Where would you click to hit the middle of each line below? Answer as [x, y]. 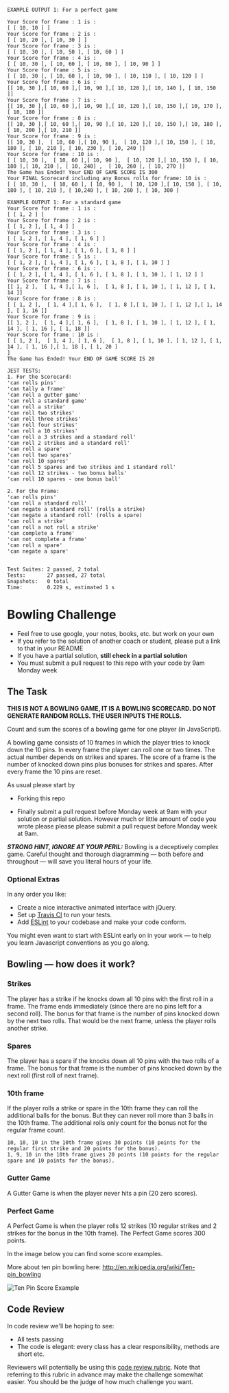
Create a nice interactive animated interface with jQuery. [97, 908]
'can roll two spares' [39, 455]
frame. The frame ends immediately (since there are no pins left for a [105, 1006]
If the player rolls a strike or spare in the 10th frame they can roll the [103, 1108]
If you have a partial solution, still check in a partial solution [102, 655]
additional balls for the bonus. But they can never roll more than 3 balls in [110, 1116]
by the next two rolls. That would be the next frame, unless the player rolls [112, 1020]
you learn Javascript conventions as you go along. [78, 943]
